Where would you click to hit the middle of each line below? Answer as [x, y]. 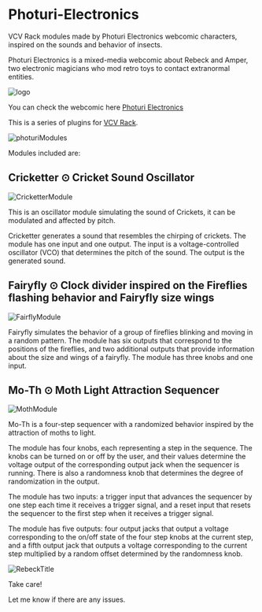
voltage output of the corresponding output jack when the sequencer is [124, 465]
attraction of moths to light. [52, 433]
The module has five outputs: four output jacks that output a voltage [119, 529]
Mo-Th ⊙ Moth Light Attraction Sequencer [114, 390]
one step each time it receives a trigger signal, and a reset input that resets [129, 505]
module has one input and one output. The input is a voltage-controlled [124, 244]
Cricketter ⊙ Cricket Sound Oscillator [101, 178]
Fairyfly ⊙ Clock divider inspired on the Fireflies [128, 286]
